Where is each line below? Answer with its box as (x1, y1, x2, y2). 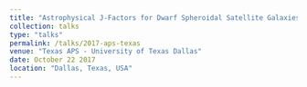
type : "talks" (9, 30, 64, 39)
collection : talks (9, 22, 79, 31)
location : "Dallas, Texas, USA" (9, 64, 132, 73)
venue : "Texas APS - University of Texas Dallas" (9, 47, 203, 56)
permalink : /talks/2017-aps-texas (9, 38, 142, 48)
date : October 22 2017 (9, 55, 96, 64)
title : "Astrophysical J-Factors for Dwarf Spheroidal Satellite (9, 13, 263, 23)
